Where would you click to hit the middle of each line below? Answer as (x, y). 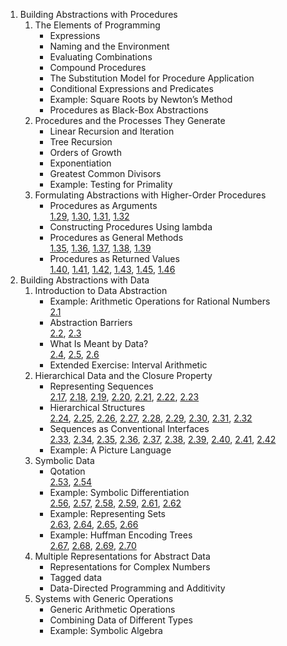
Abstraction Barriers (91, 322)
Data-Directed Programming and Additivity (137, 588)
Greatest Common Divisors (105, 173)
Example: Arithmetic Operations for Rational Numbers (160, 301)
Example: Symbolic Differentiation (119, 492)
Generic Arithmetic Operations (112, 609)
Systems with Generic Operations (104, 598)
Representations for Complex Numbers (130, 567)
